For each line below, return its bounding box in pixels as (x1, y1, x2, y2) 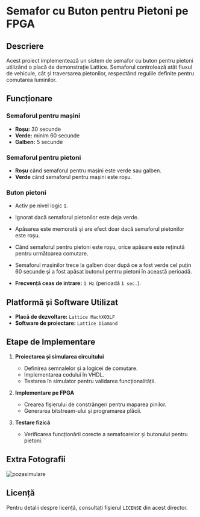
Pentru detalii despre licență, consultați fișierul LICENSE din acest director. (6, 504, 188, 511)
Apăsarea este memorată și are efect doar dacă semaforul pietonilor (14, 225, 185, 233)
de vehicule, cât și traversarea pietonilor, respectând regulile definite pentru (6, 70, 195, 77)
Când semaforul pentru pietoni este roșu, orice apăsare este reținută (14, 243, 185, 251)
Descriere (6, 41, 44, 51)
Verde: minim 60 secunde (14, 131, 80, 139)
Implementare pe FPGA (14, 389, 74, 396)
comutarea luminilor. (6, 77, 57, 83)
